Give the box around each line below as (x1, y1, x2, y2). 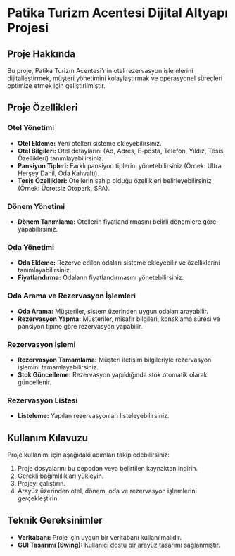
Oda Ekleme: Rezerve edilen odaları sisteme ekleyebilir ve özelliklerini (17, 258, 220, 267)
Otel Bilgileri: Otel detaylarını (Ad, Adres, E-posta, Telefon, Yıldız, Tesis (17, 146, 224, 155)
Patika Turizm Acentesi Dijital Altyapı (7, 5, 229, 21)
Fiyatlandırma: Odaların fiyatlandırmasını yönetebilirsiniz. (17, 273, 184, 282)
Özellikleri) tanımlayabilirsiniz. (17, 153, 104, 163)
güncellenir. (17, 378, 52, 386)
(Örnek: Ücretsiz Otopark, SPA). (17, 184, 110, 192)
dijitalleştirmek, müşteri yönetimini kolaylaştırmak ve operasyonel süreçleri (7, 74, 223, 82)
